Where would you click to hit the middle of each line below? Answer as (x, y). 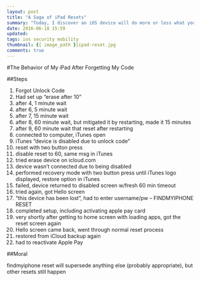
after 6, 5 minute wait (41, 109)
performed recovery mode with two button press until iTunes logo (96, 173)
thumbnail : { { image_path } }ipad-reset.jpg (61, 45)
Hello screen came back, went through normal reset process (89, 229)
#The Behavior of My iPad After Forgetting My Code (70, 67)
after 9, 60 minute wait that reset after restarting (74, 128)
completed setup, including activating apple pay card (80, 210)
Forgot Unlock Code (40, 90)
